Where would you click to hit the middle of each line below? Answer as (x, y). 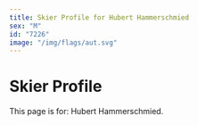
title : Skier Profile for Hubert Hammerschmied (99, 17)
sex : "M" (25, 26)
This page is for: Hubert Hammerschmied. (87, 112)
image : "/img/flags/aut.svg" (63, 42)
